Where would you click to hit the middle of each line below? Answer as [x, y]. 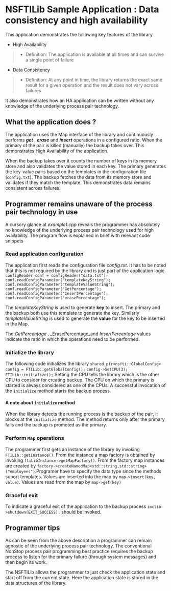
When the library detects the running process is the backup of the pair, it [82, 414]
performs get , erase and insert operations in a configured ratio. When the [84, 140]
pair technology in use [42, 212]
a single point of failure [50, 59]
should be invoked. [81, 512]
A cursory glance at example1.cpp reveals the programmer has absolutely [83, 225]
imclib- [155, 507]
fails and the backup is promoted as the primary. [56, 425]
